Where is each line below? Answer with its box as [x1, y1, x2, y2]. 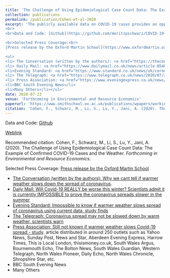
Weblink [5, 130, 22, 136]
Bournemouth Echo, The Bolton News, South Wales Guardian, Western [12, 246, 160, 252]
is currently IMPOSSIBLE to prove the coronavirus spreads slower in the [12, 191, 162, 198]
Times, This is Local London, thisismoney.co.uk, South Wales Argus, [12, 240, 155, 246]
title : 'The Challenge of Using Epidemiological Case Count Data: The [5, 7, 157, 13]
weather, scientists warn [12, 219, 64, 225]
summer [12, 197, 30, 203]
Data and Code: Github [5, 120, 53, 126]
